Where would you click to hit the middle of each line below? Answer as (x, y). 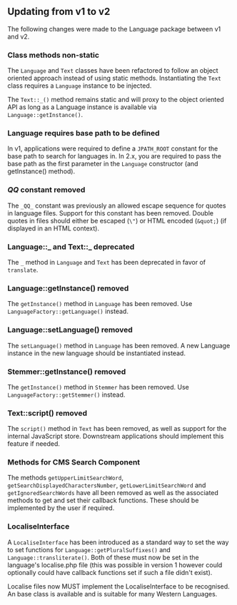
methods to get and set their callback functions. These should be (103, 500)
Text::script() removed (47, 413)
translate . (23, 270)
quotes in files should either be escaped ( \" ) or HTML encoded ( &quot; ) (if (117, 220)
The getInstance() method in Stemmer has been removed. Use (98, 387)
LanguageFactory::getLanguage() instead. (68, 311)
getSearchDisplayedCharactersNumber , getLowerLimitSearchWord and (107, 485)
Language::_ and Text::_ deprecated (71, 247)
